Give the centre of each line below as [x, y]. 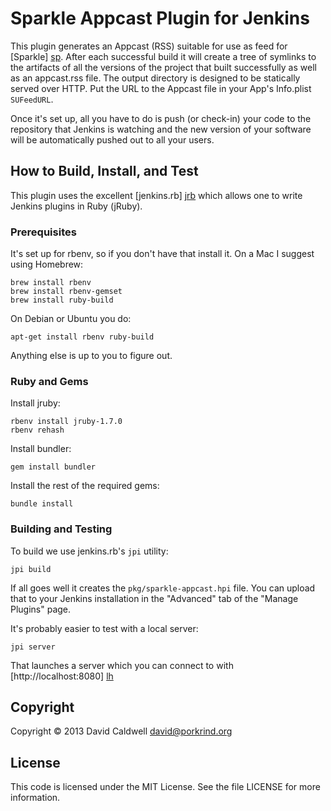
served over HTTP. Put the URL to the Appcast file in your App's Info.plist [161, 88]
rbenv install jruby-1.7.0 [66, 422]
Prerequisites [43, 232]
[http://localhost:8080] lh [62, 676]
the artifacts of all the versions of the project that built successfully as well [163, 67]
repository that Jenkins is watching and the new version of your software [161, 129]
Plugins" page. [41, 609]
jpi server [33, 647]
